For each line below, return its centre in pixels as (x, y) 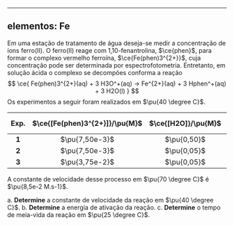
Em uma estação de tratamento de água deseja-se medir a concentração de (117, 43)
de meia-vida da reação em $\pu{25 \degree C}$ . (79, 215)
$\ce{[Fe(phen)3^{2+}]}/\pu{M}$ (87, 123)
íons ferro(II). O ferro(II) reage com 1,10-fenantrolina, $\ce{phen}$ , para (110, 50)
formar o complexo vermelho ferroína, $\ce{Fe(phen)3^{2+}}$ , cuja (104, 58)
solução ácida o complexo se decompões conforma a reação (95, 72)
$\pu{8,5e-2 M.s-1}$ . (38, 186)
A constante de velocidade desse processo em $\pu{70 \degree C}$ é (108, 179)
